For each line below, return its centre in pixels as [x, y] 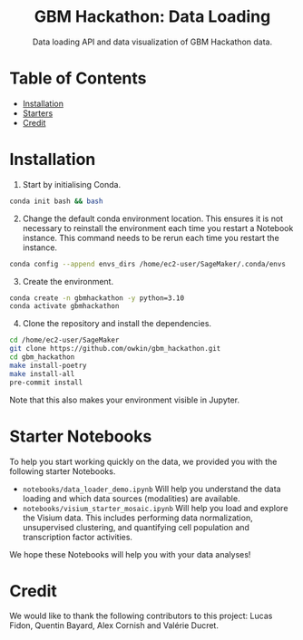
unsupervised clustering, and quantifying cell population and [136, 527]
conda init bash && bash [56, 201]
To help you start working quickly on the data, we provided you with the [143, 461]
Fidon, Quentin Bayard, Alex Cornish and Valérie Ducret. [114, 625]
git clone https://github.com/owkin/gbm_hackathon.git [115, 349]
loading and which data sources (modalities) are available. [131, 498]
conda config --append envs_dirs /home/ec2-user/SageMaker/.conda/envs [147, 264]
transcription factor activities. [78, 537]
